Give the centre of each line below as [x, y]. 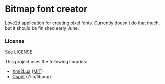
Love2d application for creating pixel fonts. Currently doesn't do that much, [83, 23]
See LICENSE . [19, 52]
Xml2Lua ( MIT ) [28, 71]
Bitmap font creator [46, 9]
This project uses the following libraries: [46, 62]
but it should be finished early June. [42, 28]
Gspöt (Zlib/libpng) [32, 77]
